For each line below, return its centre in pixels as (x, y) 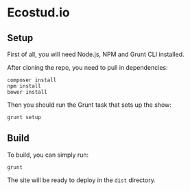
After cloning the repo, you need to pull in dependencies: (87, 67)
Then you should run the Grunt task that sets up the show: (89, 105)
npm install (24, 86)
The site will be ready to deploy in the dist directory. (81, 180)
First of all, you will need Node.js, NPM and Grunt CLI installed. (96, 54)
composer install (32, 80)
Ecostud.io (38, 13)
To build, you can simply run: (48, 155)
